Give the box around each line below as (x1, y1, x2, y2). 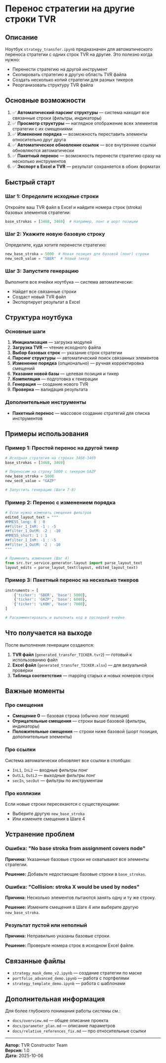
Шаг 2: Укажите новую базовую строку (5, 231, 105, 238)
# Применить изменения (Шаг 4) (5, 556, 70, 561)
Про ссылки (5, 746, 36, 753)
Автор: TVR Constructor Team (5, 1042, 68, 1048)
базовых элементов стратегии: (5, 209, 71, 215)
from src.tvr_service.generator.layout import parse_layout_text (5, 560, 142, 566)
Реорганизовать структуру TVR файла (12, 82, 93, 88)
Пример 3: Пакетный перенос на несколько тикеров (5, 576, 139, 583)
